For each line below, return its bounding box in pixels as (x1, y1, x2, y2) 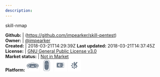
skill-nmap (5, 22, 27, 28)
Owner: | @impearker (5, 37, 50, 43)
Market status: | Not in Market (5, 53, 69, 59)
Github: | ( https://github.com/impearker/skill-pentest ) (5, 32, 117, 38)
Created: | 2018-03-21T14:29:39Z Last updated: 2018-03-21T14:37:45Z (5, 42, 155, 48)
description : (5, 8, 33, 13)
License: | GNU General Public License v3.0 (5, 48, 97, 54)
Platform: (5, 66, 25, 72)
